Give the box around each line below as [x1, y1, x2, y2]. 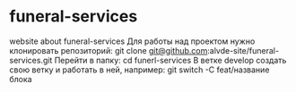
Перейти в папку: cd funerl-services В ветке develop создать [54, 54, 287, 65]
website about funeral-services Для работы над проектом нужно [9, 36, 256, 46]
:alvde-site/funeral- [207, 45, 280, 55]
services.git [9, 54, 53, 65]
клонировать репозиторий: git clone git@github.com [9, 45, 208, 55]
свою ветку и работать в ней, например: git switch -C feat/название [9, 64, 270, 75]
